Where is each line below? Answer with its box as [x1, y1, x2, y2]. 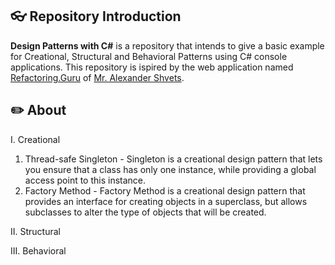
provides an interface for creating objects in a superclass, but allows [24, 195, 308, 207]
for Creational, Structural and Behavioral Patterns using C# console [10, 50, 288, 62]
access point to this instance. [24, 174, 147, 186]
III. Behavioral [10, 244, 67, 257]
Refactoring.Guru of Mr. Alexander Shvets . [10, 71, 185, 83]
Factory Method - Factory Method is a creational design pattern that [24, 184, 306, 197]
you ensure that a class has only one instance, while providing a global [24, 163, 317, 175]
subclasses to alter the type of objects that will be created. [24, 206, 267, 218]
